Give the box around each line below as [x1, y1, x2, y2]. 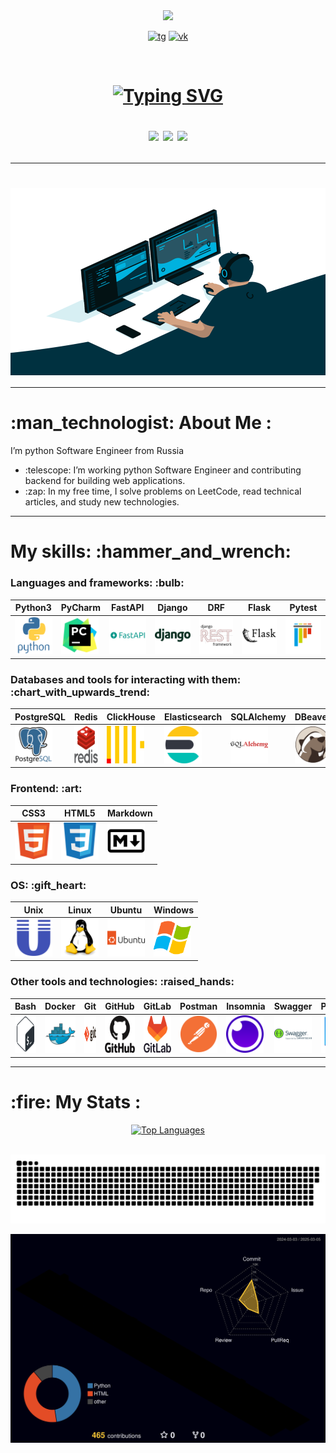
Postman [179, 1000, 218, 1013]
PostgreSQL [14, 710, 66, 723]
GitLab [143, 1000, 172, 1013]
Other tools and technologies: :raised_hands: [10, 975, 235, 989]
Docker [44, 1000, 76, 1013]
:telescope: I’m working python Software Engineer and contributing [24, 464, 302, 476]
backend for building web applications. [24, 475, 186, 487]
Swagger [273, 1000, 313, 1013]
